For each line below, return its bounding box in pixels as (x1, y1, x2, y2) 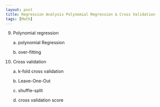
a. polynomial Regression (12, 40, 65, 46)
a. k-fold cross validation (12, 68, 64, 74)
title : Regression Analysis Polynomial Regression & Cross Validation (5, 12, 156, 17)
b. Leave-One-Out (12, 78, 51, 84)
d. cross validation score (12, 97, 64, 103)
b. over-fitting (12, 49, 41, 55)
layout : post (5, 7, 33, 12)
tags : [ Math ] (5, 16, 33, 21)
